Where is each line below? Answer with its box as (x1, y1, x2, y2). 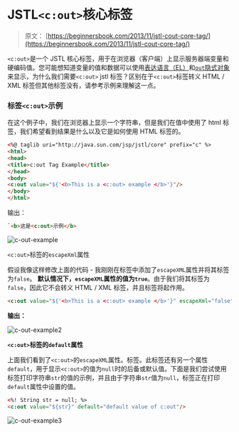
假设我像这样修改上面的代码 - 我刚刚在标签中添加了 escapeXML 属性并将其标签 (7, 265, 230, 273)
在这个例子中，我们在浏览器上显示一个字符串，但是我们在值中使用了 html (7, 119, 222, 127)
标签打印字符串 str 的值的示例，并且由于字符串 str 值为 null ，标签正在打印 (7, 373, 221, 382)
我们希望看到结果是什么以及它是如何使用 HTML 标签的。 (19, 127, 185, 136)
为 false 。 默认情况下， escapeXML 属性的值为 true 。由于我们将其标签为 (7, 274, 210, 283)
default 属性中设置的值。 (7, 382, 80, 391)
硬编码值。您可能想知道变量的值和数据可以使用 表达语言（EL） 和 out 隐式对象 (7, 63, 230, 71)
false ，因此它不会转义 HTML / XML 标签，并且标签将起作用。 (7, 283, 188, 291)
